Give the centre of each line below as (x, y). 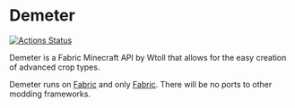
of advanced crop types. (55, 67)
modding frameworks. (50, 94)
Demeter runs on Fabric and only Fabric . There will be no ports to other (141, 84)
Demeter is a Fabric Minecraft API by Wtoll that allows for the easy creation (148, 57)
